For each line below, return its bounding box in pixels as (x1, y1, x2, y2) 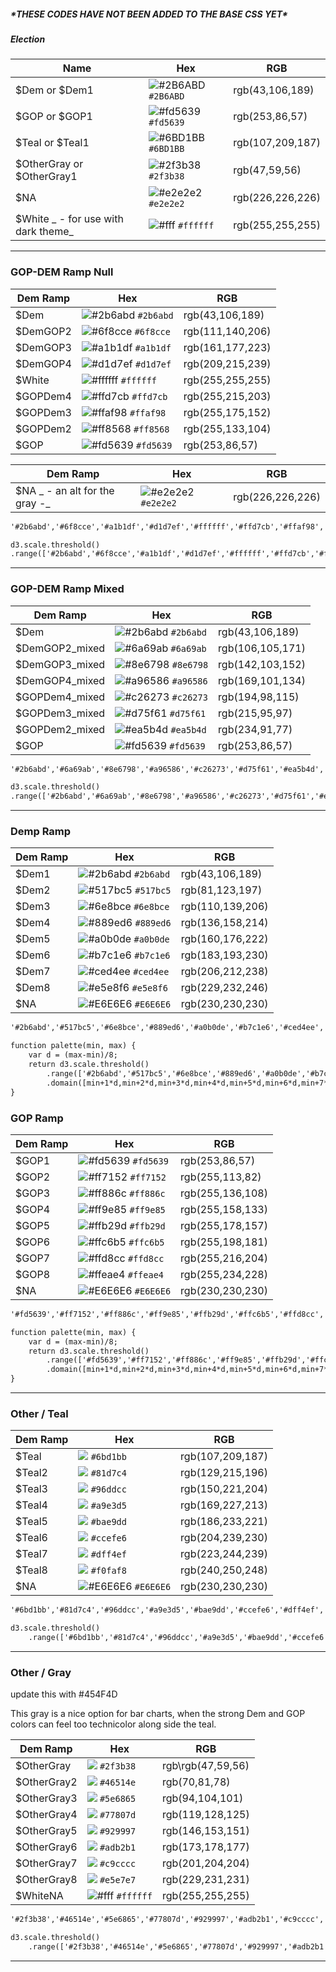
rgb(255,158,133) (180, 1202, 268, 1216)
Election (10, 33, 46, 45)
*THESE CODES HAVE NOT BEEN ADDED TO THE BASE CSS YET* (10, 8, 289, 20)
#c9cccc (99, 1858, 137, 1870)
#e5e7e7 (99, 1875, 137, 1886)
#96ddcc (90, 1484, 127, 1495)
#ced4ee (133, 966, 170, 978)
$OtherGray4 (15, 1808, 78, 1822)
